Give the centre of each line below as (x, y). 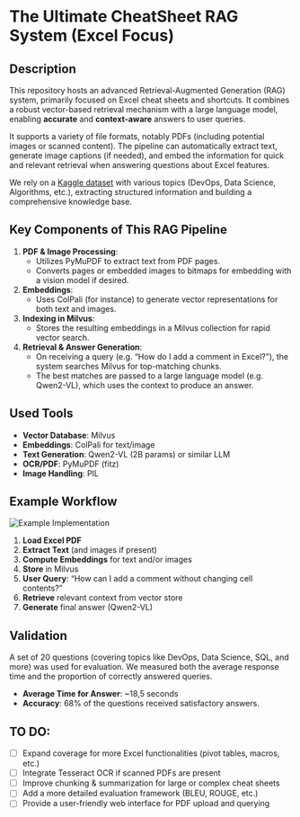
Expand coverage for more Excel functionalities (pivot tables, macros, (151, 753)
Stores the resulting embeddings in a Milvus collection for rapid (153, 328)
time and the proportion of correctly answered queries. (111, 677)
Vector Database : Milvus (69, 435)
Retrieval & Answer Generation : (82, 347)
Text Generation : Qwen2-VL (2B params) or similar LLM (126, 454)
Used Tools (41, 414)
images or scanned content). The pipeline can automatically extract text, (143, 146)
